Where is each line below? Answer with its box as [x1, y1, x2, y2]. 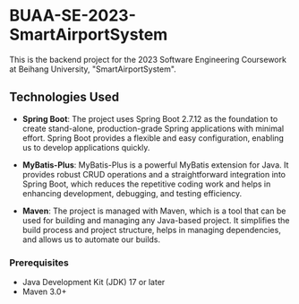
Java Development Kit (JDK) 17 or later [21, 277, 166, 288]
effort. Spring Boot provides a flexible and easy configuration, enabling [21, 132, 285, 143]
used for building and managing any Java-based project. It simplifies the [21, 214, 290, 225]
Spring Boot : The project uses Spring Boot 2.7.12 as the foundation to [21, 113, 278, 124]
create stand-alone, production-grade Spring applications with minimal [21, 123, 285, 134]
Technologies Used [9, 90, 119, 105]
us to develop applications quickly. [21, 142, 150, 152]
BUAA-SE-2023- [9, 5, 137, 26]
